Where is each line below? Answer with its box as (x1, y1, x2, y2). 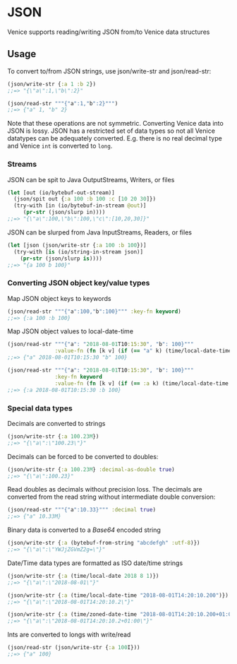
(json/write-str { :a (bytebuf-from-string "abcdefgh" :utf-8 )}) (7, 540, 200, 547)
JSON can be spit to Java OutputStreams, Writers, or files (7, 175, 175, 184)
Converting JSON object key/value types (7, 278, 150, 288)
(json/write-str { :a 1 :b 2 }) (7, 81, 97, 88)
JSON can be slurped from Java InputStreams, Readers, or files (7, 227, 193, 237)
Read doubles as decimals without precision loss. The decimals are (7, 485, 202, 494)
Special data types (7, 403, 73, 413)
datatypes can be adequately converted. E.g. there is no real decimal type (7, 134, 222, 143)
